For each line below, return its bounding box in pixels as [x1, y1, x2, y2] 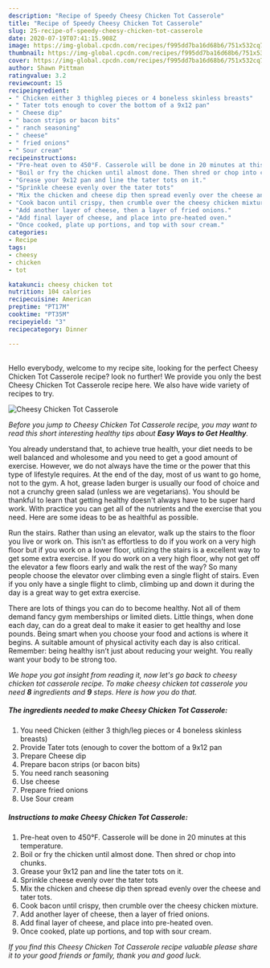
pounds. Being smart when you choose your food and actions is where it [8, 629, 249, 638]
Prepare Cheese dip [19, 751, 87, 761]
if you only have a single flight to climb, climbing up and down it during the [8, 579, 255, 589]
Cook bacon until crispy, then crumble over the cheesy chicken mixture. [19, 901, 259, 911]
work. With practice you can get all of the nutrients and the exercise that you [8, 503, 262, 513]
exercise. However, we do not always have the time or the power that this [8, 461, 251, 470]
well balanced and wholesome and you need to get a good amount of [8, 452, 239, 462]
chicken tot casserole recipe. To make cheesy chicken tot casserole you [8, 679, 247, 688]
